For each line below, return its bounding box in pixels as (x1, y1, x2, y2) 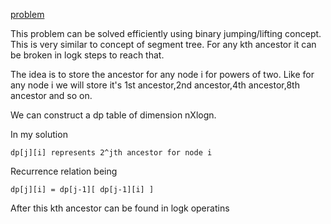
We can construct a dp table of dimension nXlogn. (10, 109, 217, 121)
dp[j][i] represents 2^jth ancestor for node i (10, 148, 213, 158)
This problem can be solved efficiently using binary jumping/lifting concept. (10, 28, 322, 39)
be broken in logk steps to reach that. (10, 49, 165, 61)
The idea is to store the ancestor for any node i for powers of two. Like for (10, 69, 315, 80)
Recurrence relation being (10, 165, 118, 177)
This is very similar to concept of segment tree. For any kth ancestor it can (10, 39, 317, 50)
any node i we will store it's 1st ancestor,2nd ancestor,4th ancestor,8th (10, 79, 300, 91)
